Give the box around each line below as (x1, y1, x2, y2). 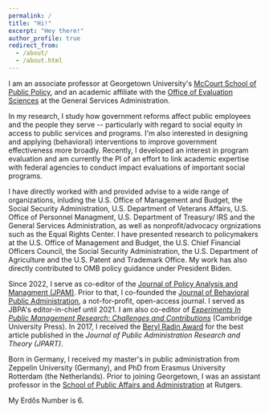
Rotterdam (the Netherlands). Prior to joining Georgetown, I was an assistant (8, 371, 261, 381)
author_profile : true (8, 34, 81, 43)
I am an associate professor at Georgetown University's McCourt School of (8, 78, 257, 88)
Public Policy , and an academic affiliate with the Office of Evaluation (8, 87, 234, 96)
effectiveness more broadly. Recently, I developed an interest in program (8, 145, 249, 155)
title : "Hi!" (8, 19, 52, 27)
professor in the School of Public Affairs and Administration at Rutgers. (8, 379, 243, 390)
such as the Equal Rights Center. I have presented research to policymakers (8, 229, 259, 239)
